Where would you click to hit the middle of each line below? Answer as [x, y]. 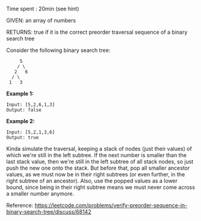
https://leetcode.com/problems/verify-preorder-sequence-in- [111, 205]
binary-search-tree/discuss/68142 [49, 212]
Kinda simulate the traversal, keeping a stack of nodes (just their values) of [99, 149]
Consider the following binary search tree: [58, 50]
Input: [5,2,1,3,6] [31, 132]
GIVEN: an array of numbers [41, 20]
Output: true [23, 138]
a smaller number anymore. [40, 194]
